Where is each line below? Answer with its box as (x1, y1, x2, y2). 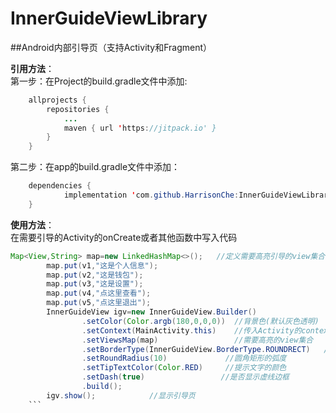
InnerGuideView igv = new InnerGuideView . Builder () (46, 307, 257, 317)
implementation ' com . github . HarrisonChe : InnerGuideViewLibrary (63, 190, 333, 201)
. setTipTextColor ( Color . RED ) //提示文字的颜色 (81, 363, 287, 373)
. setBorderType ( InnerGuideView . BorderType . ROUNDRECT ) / (81, 344, 329, 354)
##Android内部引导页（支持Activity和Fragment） (10, 41, 213, 53)
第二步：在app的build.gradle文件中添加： (10, 161, 181, 173)
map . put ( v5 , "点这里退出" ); (46, 298, 152, 308)
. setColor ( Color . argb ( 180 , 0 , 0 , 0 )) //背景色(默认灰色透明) (81, 316, 320, 326)
